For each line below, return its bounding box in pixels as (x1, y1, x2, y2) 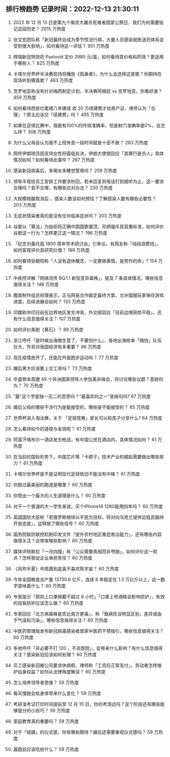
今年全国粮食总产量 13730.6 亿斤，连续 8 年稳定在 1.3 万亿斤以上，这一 (13, 576, 161, 583)
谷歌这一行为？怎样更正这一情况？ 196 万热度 (13, 229, 108, 236)
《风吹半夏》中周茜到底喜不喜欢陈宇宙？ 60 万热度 (13, 565, 119, 571)
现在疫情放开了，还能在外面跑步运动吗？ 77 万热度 (13, 354, 118, 360)
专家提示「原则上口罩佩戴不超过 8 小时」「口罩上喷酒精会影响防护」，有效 (13, 593, 165, 599)
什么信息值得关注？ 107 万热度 (17, 315, 80, 322)
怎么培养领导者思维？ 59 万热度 (13, 679, 79, 685)
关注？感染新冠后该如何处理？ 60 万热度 (13, 651, 97, 657)
